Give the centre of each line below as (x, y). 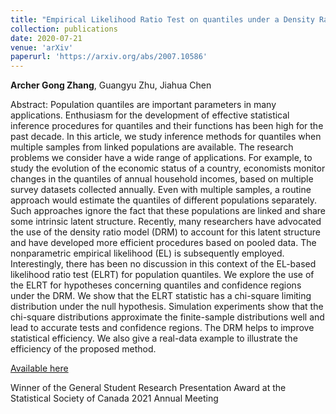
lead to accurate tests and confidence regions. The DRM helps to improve (162, 328)
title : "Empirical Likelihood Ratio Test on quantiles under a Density (162, 19)
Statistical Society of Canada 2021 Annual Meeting (114, 398)
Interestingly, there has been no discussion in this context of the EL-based (163, 264)
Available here (39, 368)
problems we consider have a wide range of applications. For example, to (161, 158)
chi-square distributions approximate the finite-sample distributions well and (167, 317)
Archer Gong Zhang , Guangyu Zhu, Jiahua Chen (111, 85)
